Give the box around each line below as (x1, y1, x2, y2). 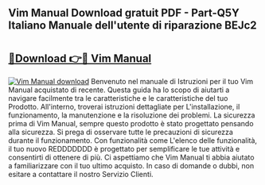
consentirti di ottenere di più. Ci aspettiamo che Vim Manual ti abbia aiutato (8, 152, 255, 162)
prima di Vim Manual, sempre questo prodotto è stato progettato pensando (8, 119, 254, 128)
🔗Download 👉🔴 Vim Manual (8, 52, 152, 65)
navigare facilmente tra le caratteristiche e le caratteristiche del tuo (8, 94, 228, 102)
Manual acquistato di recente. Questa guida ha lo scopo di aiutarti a (8, 85, 230, 94)
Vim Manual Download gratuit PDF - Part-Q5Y (8, 6, 240, 20)
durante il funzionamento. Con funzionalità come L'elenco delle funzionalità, (8, 136, 257, 145)
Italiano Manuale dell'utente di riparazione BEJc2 (8, 19, 257, 33)
